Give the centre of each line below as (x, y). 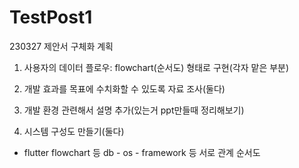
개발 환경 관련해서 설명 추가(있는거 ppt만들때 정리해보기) (134, 110)
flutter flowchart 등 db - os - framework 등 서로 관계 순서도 (142, 152)
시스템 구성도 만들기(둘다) (74, 131)
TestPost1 (51, 17)
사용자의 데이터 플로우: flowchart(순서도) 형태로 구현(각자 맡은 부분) (156, 67)
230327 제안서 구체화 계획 (61, 46)
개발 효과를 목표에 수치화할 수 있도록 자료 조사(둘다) (124, 88)
